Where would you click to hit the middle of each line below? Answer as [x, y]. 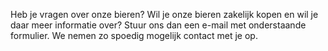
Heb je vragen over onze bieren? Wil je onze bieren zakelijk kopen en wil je [164, 14]
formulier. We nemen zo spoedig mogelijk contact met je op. [134, 35]
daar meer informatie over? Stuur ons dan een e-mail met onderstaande [158, 25]
